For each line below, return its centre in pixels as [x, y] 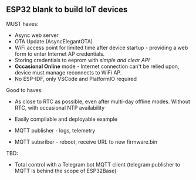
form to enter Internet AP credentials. [60, 54]
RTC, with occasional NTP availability [60, 107]
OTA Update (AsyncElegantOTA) [53, 41]
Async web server [36, 35]
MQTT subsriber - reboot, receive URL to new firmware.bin [86, 142]
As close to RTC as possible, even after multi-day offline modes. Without [102, 101]
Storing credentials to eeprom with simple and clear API [82, 60]
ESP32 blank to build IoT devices [67, 10]
